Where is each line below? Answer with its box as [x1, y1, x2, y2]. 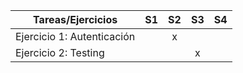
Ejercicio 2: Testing [15, 46, 105, 59]
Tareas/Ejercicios [33, 13, 118, 26]
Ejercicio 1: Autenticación [15, 30, 136, 43]
